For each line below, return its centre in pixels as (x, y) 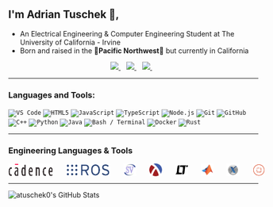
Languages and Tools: (52, 94)
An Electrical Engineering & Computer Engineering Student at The (127, 33)
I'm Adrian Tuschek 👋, (64, 15)
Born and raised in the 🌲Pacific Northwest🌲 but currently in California (134, 50)
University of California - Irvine (70, 42)
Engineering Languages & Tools (71, 151)
